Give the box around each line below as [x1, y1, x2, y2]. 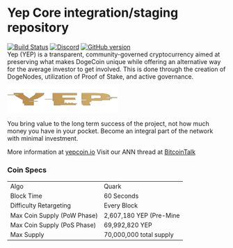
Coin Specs [7, 165, 47, 175]
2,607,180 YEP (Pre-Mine [104, 211, 180, 219]
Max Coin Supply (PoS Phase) [10, 221, 97, 229]
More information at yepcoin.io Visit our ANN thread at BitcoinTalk [7, 148, 196, 156]
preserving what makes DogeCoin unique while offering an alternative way [7, 57, 221, 65]
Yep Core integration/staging [7, 5, 179, 21]
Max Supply [10, 231, 45, 239]
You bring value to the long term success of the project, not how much [7, 119, 210, 127]
